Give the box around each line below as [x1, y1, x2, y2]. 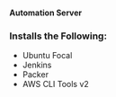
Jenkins [22, 59, 52, 70]
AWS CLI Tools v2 [22, 78, 90, 89]
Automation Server [9, 7, 83, 18]
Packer [22, 68, 49, 80]
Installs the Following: [9, 30, 108, 42]
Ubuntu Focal [22, 49, 73, 60]
